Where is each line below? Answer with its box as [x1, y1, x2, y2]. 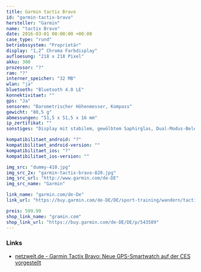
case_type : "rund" [6, 37, 52, 43]
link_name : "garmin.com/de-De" [6, 192, 84, 198]
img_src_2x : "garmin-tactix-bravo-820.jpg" [6, 170, 117, 176]
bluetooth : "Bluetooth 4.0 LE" [6, 87, 84, 93]
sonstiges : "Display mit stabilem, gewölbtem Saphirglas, [6, 126, 154, 132]
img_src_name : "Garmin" [6, 181, 66, 187]
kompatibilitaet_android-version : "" [6, 142, 100, 148]
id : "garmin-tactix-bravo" [6, 14, 74, 20]
